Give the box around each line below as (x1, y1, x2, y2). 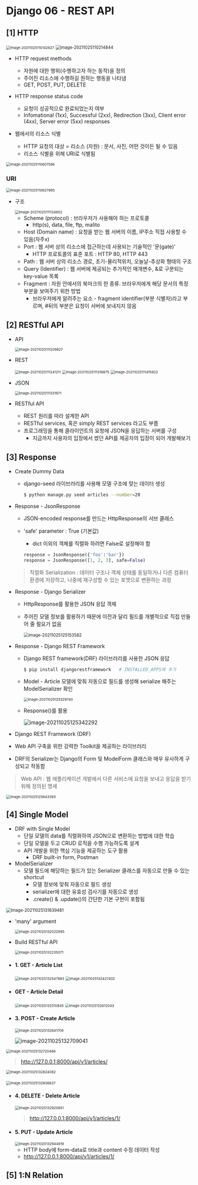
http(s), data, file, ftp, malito (32, 221, 100, 229)
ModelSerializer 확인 (23, 686, 73, 693)
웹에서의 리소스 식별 (14, 130, 61, 137)
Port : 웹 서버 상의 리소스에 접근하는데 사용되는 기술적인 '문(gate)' (23, 243, 176, 250)
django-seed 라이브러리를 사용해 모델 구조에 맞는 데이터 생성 (23, 480, 165, 487)
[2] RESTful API (6, 320, 64, 330)
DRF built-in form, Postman (32, 854, 99, 861)
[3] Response (6, 452, 57, 462)
